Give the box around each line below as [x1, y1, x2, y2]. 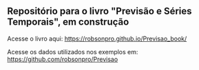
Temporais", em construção [7, 16, 129, 28]
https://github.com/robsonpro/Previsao [7, 55, 118, 63]
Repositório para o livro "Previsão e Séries [7, 5, 192, 17]
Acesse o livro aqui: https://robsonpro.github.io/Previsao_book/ [7, 34, 187, 43]
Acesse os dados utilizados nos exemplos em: [7, 47, 138, 56]
